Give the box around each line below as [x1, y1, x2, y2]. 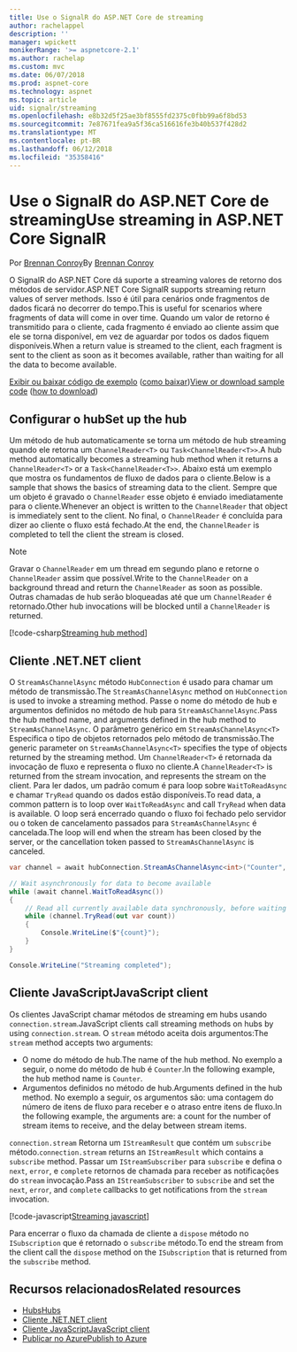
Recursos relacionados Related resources [9, 1281, 241, 1296]
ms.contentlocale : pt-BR [9, 136, 101, 145]
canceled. [9, 846, 46, 857]
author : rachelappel [9, 21, 86, 30]
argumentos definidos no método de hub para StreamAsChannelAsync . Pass [9, 705, 278, 716]
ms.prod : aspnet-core [9, 79, 89, 88]
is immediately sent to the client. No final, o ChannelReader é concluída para [9, 511, 283, 521]
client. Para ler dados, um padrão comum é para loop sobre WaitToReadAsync [9, 780, 287, 791]
